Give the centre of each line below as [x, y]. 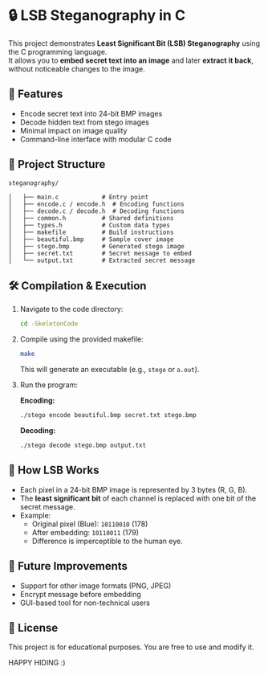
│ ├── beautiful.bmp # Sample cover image [91, 239]
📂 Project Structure [57, 164]
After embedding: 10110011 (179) [85, 532]
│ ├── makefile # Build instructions [91, 232]
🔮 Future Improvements [68, 566]
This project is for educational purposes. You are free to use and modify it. [131, 647]
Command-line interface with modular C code [95, 139]
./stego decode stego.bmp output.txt [83, 445]
